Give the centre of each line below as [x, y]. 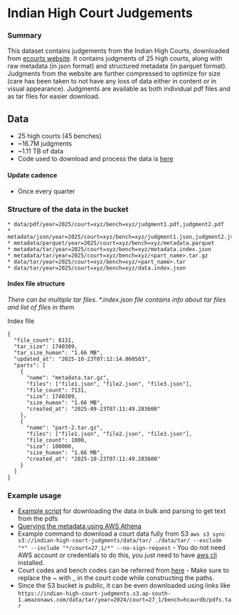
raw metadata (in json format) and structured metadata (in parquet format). [117, 66]
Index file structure [36, 284]
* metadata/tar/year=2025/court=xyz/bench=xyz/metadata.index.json [110, 249]
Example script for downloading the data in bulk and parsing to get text [122, 511]
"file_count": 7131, [57, 390]
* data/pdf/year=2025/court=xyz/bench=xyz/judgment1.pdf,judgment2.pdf [116, 224]
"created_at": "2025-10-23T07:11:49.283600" [93, 459]
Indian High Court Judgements [100, 13]
